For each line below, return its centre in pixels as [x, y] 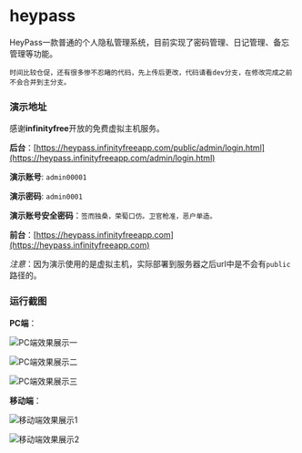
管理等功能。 [33, 53]
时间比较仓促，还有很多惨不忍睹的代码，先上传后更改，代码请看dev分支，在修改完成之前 [151, 72]
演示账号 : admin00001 [48, 177]
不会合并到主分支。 [40, 82]
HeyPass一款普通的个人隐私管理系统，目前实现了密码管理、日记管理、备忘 [149, 42]
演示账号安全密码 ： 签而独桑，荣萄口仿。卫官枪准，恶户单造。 [113, 216]
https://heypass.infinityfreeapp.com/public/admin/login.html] [151, 148]
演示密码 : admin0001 [46, 196]
